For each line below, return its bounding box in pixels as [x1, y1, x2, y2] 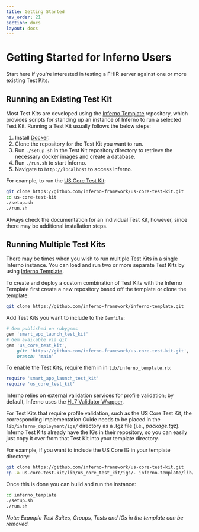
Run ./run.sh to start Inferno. [14, 159, 87, 166]
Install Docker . [14, 134, 50, 141]
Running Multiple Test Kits [6, 239, 106, 250]
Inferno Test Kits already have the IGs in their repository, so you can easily [6, 429, 188, 436]
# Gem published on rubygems [6, 326, 78, 332]
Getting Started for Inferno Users [6, 51, 172, 64]
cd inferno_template [6, 492, 57, 498]
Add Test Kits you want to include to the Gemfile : [6, 314, 126, 322]
